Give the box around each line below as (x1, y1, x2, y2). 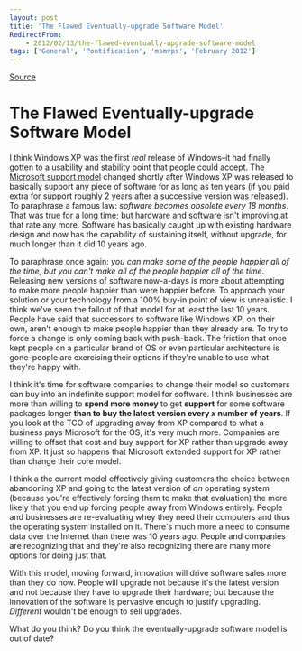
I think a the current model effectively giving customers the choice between (9, 473, 290, 484)
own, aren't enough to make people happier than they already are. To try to (9, 323, 288, 334)
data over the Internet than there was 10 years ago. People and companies (9, 531, 286, 542)
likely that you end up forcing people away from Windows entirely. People (9, 502, 283, 513)
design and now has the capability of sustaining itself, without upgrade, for (9, 229, 287, 240)
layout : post (9, 13, 59, 23)
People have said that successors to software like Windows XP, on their (9, 313, 276, 325)
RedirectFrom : (9, 30, 63, 39)
